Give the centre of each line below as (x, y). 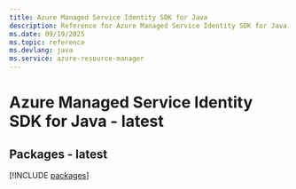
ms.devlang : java (41, 51)
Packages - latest (58, 154)
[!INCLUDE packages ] (49, 175)
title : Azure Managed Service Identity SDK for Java (109, 17)
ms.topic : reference (47, 42)
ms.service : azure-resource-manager (77, 59)
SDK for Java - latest (86, 122)
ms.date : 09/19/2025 (47, 34)
